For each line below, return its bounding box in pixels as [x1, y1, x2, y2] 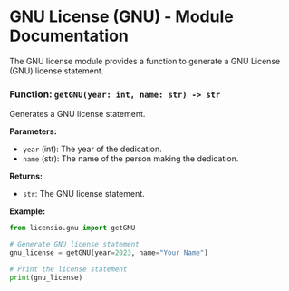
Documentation [9, 25, 130, 46]
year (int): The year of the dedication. [22, 143, 163, 155]
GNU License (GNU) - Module [9, 6, 234, 27]
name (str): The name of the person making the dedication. [22, 153, 239, 164]
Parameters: [9, 126, 57, 137]
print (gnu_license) [9, 273, 83, 282]
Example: [9, 206, 46, 217]
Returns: [9, 170, 43, 182]
